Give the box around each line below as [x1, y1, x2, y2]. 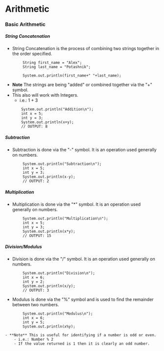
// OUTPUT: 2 [23, 179, 49, 184]
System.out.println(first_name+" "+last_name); [23, 73, 121, 78]
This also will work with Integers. [12, 92, 78, 98]
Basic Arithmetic [5, 21, 46, 28]
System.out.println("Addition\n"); [21, 107, 94, 112]
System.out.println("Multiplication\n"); [23, 216, 109, 221]
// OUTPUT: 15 [23, 233, 51, 239]
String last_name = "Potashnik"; [23, 65, 91, 70]
